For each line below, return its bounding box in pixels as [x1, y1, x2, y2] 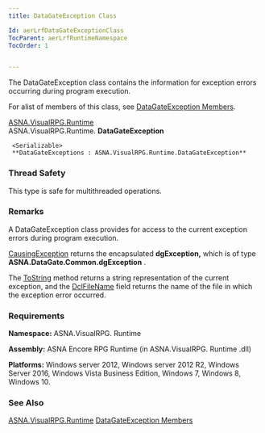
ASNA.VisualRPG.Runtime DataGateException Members [8, 415, 193, 425]
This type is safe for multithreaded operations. [8, 186, 163, 195]
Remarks [8, 206, 44, 217]
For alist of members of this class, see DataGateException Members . [8, 102, 236, 111]
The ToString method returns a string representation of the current [8, 272, 230, 283]
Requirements [8, 310, 65, 322]
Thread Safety [8, 167, 66, 179]
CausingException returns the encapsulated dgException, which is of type [8, 248, 256, 259]
